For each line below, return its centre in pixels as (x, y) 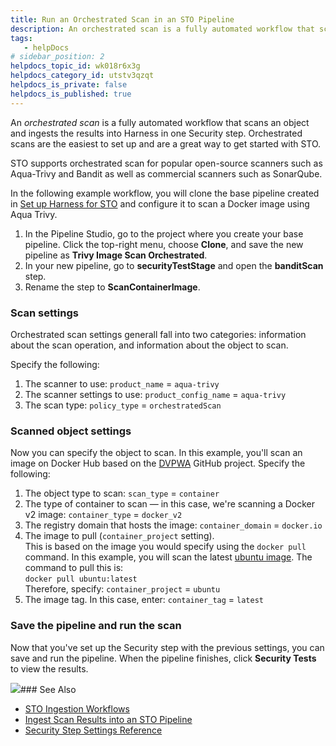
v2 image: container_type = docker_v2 (103, 515)
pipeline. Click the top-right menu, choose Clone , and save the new (164, 244)
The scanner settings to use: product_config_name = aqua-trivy (155, 394)
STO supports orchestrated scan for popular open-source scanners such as (166, 163)
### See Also (48, 689)
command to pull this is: (74, 568)
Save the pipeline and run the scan (96, 626)
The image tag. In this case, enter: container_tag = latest (144, 600)
